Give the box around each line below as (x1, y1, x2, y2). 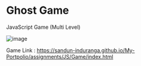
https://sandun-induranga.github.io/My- (36, 46, 135, 54)
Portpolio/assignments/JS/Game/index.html (6, 53, 114, 60)
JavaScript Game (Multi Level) (6, 23, 81, 31)
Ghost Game (6, 4, 69, 17)
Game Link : (6, 46, 36, 54)
